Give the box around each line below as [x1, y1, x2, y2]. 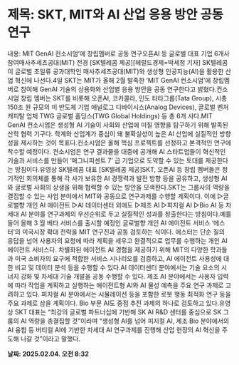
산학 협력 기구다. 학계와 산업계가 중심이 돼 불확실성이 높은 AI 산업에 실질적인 [7, 129, 218, 138]
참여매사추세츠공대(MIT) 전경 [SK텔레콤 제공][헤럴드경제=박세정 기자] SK [7, 58, 211, 66]
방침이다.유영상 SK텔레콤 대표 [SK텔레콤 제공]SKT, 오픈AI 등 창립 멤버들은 [14, 165, 221, 173]
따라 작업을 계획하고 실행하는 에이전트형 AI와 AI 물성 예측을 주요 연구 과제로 [14, 281, 224, 289]
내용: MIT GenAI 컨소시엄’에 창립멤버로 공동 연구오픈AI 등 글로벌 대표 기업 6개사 [7, 49, 230, 58]
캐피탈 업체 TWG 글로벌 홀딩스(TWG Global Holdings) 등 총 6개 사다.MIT [7, 111, 213, 120]
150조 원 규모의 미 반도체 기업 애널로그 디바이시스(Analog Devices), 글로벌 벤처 [7, 103, 229, 111]
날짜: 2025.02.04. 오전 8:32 [7, 349, 89, 358]
